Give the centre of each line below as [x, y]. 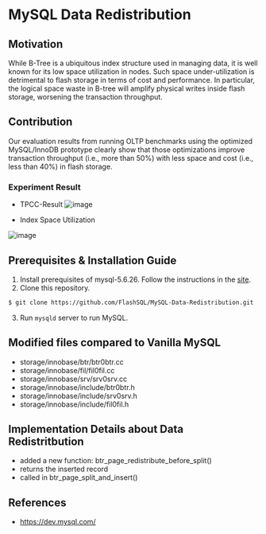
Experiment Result [44, 187]
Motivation [36, 44]
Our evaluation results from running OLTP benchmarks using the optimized [130, 141]
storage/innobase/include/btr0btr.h [77, 387]
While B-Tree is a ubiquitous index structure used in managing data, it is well [133, 63]
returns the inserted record [64, 469]
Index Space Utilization [57, 220]
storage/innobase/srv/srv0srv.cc [73, 379]
